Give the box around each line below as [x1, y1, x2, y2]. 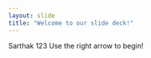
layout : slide [8, 11, 56, 20]
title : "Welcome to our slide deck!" [8, 19, 134, 27]
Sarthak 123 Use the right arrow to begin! [8, 41, 144, 50]
